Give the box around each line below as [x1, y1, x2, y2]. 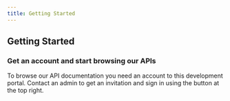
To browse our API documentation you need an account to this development [7, 71, 224, 80]
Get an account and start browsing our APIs [7, 56, 156, 65]
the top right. [7, 87, 44, 95]
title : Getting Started [7, 10, 76, 17]
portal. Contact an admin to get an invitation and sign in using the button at [7, 79, 220, 87]
